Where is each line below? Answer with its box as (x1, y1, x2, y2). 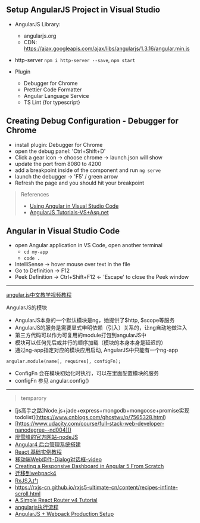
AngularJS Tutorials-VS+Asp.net (29, 208, 109, 216)
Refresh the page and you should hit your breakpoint (14, 179, 145, 186)
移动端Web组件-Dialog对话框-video (14, 456, 102, 463)
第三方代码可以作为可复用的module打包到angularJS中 (14, 331, 147, 339)
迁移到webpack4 (14, 470, 57, 477)
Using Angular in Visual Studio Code (29, 202, 119, 210)
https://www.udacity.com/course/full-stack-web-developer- (17, 420, 165, 427)
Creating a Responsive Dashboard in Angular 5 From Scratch (14, 463, 164, 470)
